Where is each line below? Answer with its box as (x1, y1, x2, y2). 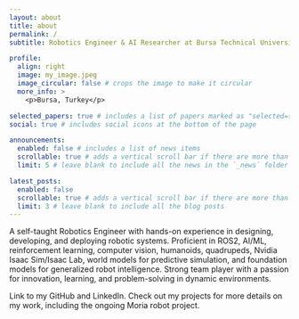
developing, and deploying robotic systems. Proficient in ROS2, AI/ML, (9, 235, 267, 246)
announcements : (9, 135, 66, 145)
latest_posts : (9, 176, 62, 185)
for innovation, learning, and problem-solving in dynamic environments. (9, 274, 271, 284)
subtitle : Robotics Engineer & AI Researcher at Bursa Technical (9, 37, 256, 47)
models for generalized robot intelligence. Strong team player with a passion (9, 264, 289, 274)
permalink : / (9, 29, 58, 38)
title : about (9, 21, 58, 30)
